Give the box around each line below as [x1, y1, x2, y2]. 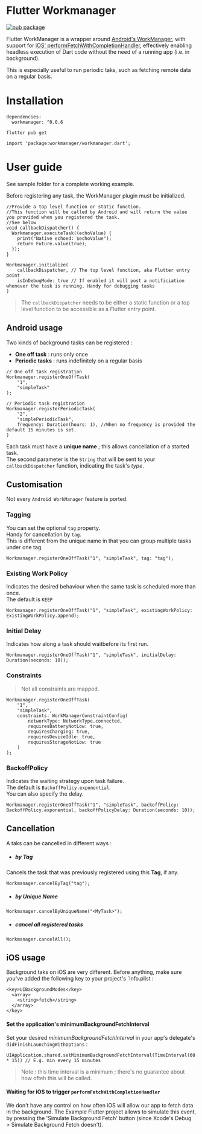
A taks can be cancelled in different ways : [6, 839, 112, 846]
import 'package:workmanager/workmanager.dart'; [6, 140, 131, 146]
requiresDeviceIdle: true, [28, 733, 96, 740]
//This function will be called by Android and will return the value [6, 209, 188, 215]
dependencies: [6, 114, 42, 120]
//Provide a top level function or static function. [6, 204, 142, 210]
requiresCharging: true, [28, 729, 90, 735]
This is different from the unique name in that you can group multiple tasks [6, 537, 192, 544]
